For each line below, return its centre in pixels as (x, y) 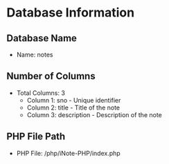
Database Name (42, 38)
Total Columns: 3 (41, 93)
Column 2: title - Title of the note (73, 107)
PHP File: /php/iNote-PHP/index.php (68, 153)
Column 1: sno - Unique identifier (74, 100)
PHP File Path (36, 137)
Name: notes (35, 54)
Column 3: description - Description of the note (94, 114)
